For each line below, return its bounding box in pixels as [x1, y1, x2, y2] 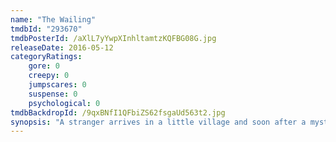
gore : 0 [28, 61, 60, 71]
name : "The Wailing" [10, 14, 97, 25]
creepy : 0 [28, 71, 70, 81]
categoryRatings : [10, 52, 83, 62]
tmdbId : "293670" [10, 24, 83, 34]
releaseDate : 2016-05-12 [10, 42, 114, 53]
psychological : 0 [28, 98, 101, 108]
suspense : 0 [28, 89, 78, 99]
